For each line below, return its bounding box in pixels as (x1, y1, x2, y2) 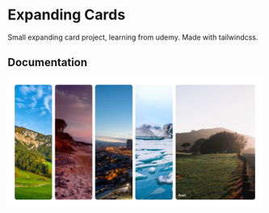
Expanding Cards (7, 6, 126, 24)
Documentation (7, 56, 88, 69)
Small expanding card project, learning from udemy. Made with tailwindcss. (7, 32, 258, 42)
